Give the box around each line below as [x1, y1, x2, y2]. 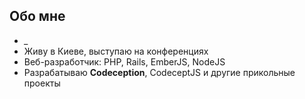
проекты [23, 77, 61, 89]
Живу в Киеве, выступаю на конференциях [23, 45, 209, 57]
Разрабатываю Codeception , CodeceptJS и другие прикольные [23, 66, 296, 78]
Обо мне [9, 8, 66, 25]
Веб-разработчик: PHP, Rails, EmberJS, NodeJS [23, 55, 226, 68]
